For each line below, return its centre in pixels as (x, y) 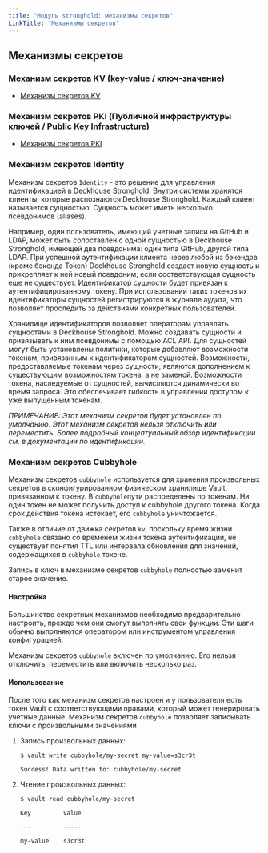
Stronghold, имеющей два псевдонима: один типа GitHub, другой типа (129, 248)
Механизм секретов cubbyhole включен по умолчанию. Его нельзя (122, 655)
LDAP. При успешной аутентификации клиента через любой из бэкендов (133, 257)
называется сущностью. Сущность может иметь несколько (111, 207)
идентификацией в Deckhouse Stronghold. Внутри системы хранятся (125, 190)
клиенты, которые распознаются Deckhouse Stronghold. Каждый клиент (132, 199)
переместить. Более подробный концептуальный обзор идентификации (132, 432)
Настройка (28, 596)
